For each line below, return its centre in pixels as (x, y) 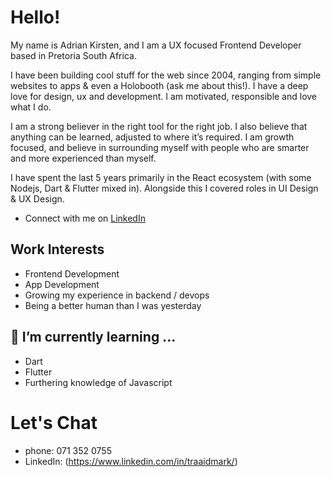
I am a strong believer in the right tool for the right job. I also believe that (159, 126)
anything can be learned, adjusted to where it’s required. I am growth (152, 137)
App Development (62, 284)
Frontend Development (72, 273)
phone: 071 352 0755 (68, 450)
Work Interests (57, 249)
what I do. (31, 107)
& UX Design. (37, 198)
